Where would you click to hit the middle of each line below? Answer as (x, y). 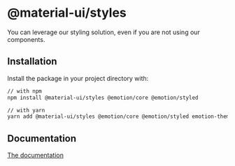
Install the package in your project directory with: (78, 78)
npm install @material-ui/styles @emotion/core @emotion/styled (103, 98)
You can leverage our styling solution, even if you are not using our (104, 32)
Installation (32, 62)
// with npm (24, 91)
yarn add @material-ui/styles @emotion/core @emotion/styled (98, 116)
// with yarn (26, 110)
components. (26, 39)
